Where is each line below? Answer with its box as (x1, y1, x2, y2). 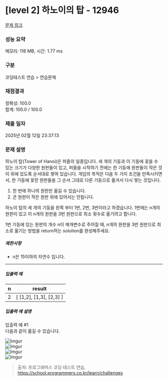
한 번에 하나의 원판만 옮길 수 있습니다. (12, 188, 86, 194)
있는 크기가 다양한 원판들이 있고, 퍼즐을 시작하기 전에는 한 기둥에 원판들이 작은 (5, 164, 157, 170)
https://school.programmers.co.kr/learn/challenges (17, 370, 123, 376)
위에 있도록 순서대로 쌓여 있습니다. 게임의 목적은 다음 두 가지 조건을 (10, 171, 141, 177)
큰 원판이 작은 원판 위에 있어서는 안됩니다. (12, 194, 94, 200)
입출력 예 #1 (5, 322, 28, 328)
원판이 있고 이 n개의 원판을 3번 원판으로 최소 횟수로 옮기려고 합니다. (5, 211, 137, 217)
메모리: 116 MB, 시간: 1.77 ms (5, 48, 63, 54)
